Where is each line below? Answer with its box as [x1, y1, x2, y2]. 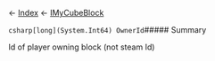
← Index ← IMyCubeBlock [8, 8, 104, 18]
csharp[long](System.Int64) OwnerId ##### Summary [8, 25, 207, 34]
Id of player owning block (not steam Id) [8, 42, 155, 52]
